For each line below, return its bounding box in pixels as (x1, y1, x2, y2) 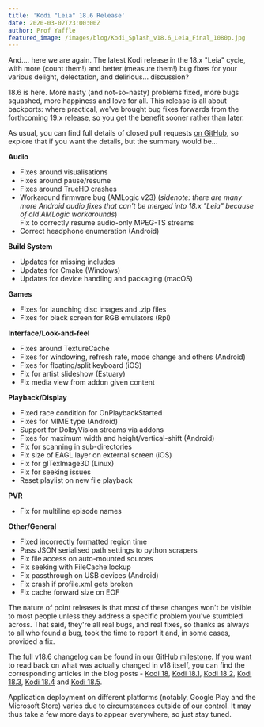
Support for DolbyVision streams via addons (19, 425, 164, 434)
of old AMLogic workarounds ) (19, 209, 118, 219)
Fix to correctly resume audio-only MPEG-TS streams (19, 218, 194, 228)
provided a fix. (8, 637, 55, 646)
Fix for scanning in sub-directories (19, 442, 133, 452)
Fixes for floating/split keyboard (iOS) (19, 361, 142, 370)
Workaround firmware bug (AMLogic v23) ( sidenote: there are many (19, 193, 243, 202)
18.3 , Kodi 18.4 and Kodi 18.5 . (8, 677, 103, 687)
